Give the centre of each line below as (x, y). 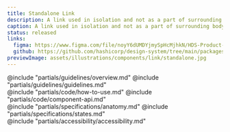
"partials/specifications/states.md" (56, 114)
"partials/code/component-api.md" (56, 99)
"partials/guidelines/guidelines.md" (57, 84)
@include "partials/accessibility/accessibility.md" (77, 121)
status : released (32, 32)
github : (24, 52)
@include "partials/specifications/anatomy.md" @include (88, 106)
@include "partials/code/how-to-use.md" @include (80, 92)
